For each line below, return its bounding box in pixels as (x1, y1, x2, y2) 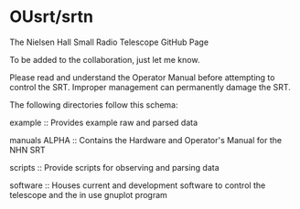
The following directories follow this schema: (9, 99, 178, 110)
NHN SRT (9, 144, 46, 155)
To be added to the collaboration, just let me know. (9, 54, 200, 65)
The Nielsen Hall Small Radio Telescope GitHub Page (9, 37, 209, 47)
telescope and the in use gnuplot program (9, 189, 167, 200)
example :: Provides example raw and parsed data (9, 117, 198, 128)
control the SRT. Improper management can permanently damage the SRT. (9, 81, 291, 92)
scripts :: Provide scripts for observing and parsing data (9, 162, 220, 172)
